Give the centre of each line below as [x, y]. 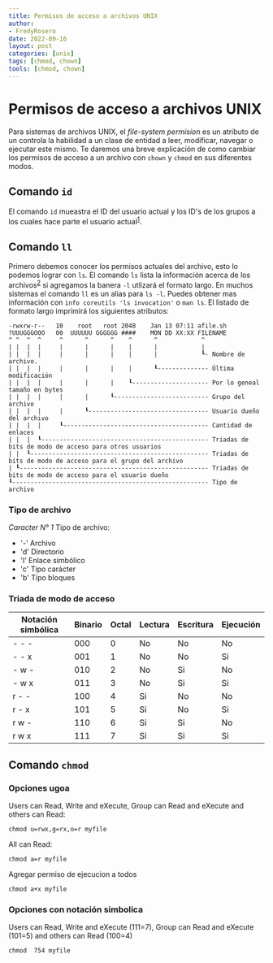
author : [22, 24]
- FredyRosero [32, 31]
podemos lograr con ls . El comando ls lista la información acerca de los [130, 275]
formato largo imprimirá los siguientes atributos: [89, 310]
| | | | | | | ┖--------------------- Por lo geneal [134, 383]
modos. [21, 166]
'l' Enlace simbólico [52, 560]
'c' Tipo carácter [48, 569]
